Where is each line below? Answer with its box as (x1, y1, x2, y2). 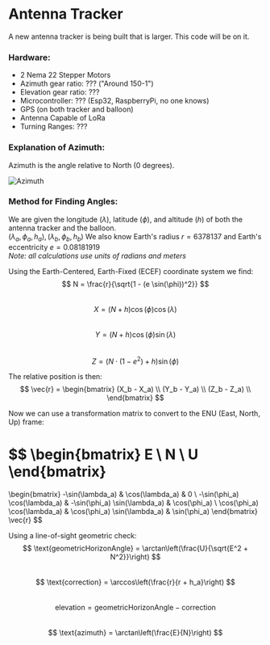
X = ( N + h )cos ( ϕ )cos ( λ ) (93, 304, 177, 314)
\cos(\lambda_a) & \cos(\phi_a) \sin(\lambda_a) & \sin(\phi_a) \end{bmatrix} (8, 507, 258, 516)
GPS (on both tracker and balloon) (19, 104, 135, 114)
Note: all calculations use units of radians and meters (8, 251, 187, 260)
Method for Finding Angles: (8, 196, 118, 207)
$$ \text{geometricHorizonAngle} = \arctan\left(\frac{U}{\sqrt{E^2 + (23, 543, 248, 554)
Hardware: (8, 52, 51, 63)
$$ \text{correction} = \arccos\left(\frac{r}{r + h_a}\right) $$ (35, 577, 235, 587)
